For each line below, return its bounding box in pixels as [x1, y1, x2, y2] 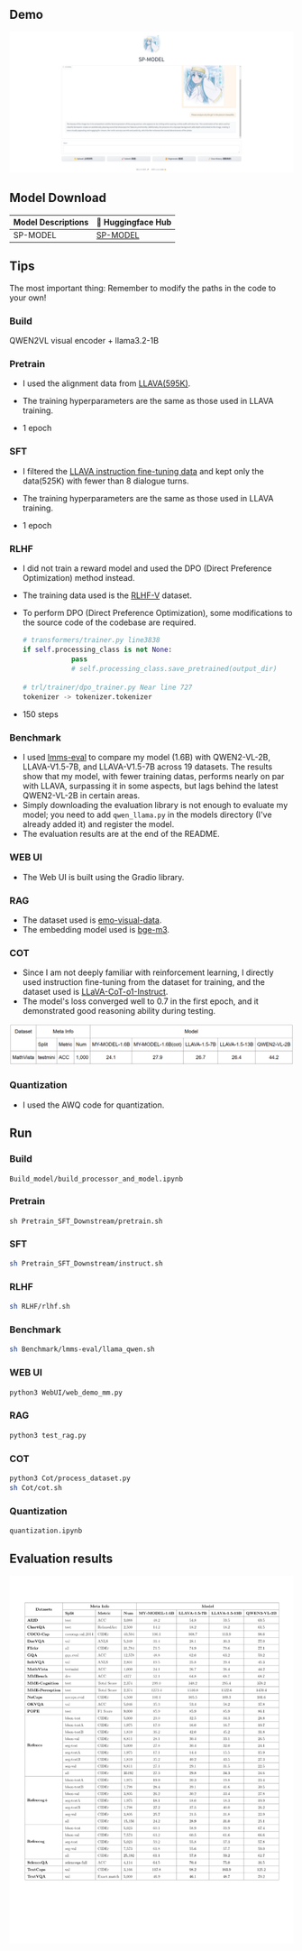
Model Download [9, 190, 106, 206]
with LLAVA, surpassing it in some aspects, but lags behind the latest [22, 780, 279, 792]
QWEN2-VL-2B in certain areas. [22, 790, 141, 801]
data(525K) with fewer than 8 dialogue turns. [22, 475, 189, 486]
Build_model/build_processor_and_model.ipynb [9, 1174, 183, 1183]
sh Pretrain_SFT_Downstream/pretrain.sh [9, 1217, 164, 1226]
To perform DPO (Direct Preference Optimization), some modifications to [22, 607, 293, 618]
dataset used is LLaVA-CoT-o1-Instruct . [22, 987, 169, 998]
